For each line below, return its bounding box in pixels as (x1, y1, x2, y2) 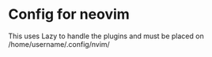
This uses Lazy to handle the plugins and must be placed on (8, 31, 204, 41)
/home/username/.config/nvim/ (8, 39, 111, 48)
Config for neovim (8, 5, 131, 23)
